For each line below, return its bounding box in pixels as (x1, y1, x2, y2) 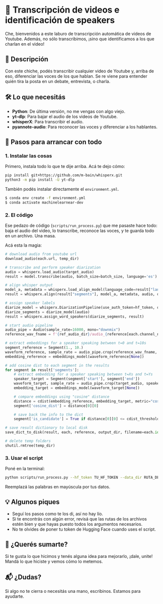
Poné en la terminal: (5, 466, 45, 471)
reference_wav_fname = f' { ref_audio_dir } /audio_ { (5, 332, 108, 337)
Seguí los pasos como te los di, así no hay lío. (12, 511, 103, 517)
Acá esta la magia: (5, 242, 42, 248)
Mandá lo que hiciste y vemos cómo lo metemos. (5, 558, 103, 564)
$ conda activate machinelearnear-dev (5, 200, 83, 205)
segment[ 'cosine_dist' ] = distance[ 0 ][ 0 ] (14, 403, 98, 408)
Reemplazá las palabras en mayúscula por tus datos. (5, 484, 111, 489)
